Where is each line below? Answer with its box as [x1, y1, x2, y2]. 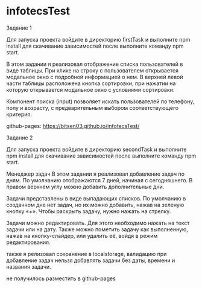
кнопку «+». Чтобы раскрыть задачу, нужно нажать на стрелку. [6, 207, 171, 215]
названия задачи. [6, 263, 51, 270]
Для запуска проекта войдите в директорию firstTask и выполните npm [6, 36, 191, 43]
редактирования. [6, 238, 51, 246]
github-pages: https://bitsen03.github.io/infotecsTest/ [6, 122, 140, 129]
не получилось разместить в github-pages [6, 275, 116, 282]
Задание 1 [6, 24, 32, 31]
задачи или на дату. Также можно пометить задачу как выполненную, [6, 225, 189, 233]
